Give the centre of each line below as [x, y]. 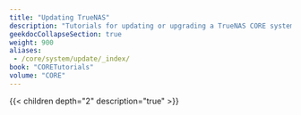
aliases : [26, 51]
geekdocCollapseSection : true [66, 34]
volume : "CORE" [38, 76]
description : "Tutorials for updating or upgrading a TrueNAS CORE [138, 26]
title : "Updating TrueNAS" [60, 17]
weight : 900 [31, 42]
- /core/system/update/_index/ [71, 59]
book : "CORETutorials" [52, 68]
